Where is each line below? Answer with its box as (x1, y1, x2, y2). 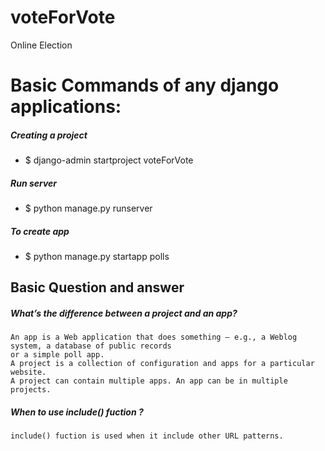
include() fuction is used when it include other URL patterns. (10, 431, 284, 441)
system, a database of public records (10, 341, 172, 351)
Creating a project (10, 129, 88, 141)
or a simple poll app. (10, 350, 105, 360)
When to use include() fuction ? (10, 406, 144, 418)
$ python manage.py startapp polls (24, 251, 170, 263)
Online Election (10, 39, 73, 51)
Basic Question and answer (10, 279, 185, 296)
